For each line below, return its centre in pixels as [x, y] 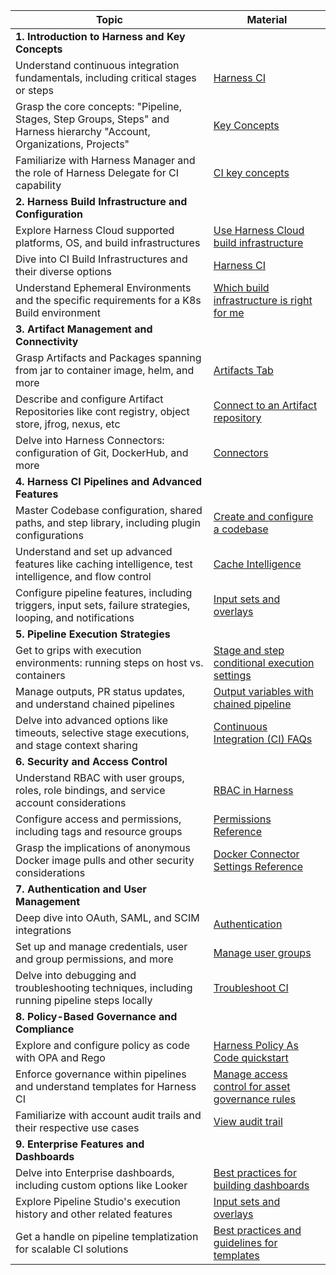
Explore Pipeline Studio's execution [98, 1201]
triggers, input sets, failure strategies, [103, 605]
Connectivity [47, 341]
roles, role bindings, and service [90, 790]
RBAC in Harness [253, 790]
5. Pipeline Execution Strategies [93, 634]
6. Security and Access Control [91, 761]
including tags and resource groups [99, 831]
